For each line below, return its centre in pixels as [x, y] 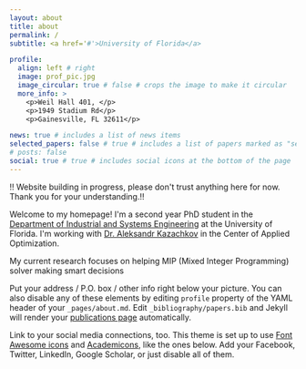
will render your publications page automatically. [101, 317]
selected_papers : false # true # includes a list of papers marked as [146, 144]
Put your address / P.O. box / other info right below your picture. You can [146, 288]
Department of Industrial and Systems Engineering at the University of [141, 223]
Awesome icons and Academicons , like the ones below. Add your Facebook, [153, 344]
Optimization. [35, 243]
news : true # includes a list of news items [95, 136]
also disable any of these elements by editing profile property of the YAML [151, 298]
